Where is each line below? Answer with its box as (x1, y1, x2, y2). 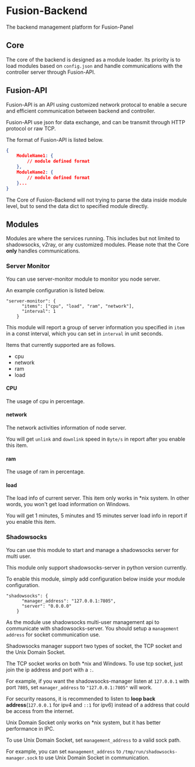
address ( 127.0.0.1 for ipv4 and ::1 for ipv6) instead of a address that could (6, 701, 190, 708)
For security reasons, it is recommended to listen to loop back (6, 695, 156, 702)
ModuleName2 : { (16, 169, 54, 175)
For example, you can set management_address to (6, 748, 121, 755)
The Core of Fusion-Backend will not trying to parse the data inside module (6, 196, 187, 203)
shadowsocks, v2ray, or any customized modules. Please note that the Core (6, 241, 189, 248)
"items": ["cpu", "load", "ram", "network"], (21, 303, 134, 309)
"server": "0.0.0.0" (21, 603, 72, 609)
